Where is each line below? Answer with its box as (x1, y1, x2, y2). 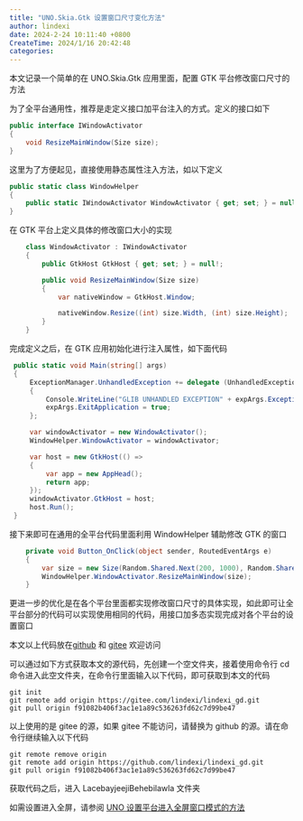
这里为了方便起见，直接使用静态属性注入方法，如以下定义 (9, 163, 223, 174)
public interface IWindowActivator (9, 121, 143, 131)
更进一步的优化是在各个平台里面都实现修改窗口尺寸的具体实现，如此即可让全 (9, 598, 294, 609)
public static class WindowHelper (9, 182, 140, 191)
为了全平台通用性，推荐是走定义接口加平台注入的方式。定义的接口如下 (9, 103, 271, 114)
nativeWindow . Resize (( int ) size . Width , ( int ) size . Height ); (57, 309, 289, 318)
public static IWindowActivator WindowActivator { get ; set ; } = (25, 199, 277, 208)
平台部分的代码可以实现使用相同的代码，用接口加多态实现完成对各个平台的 (9, 609, 286, 620)
